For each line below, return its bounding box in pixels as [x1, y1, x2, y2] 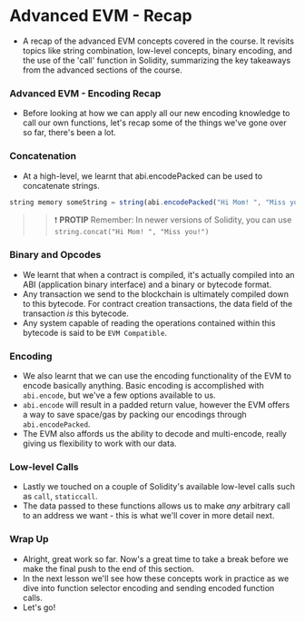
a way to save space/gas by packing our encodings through [22, 410, 247, 420]
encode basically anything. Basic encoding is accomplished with [22, 380, 265, 390]
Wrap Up [9, 533, 49, 546]
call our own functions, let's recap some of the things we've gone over [22, 117, 287, 128]
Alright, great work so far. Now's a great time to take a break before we [22, 553, 289, 564]
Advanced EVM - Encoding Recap [9, 87, 162, 100]
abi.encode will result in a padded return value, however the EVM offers [22, 400, 290, 410]
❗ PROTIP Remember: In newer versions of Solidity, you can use [54, 214, 292, 225]
